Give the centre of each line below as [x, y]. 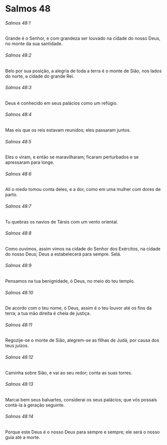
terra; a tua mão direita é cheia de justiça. [48, 313]
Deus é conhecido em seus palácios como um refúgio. [61, 103]
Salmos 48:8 [18, 233]
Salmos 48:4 [18, 115]
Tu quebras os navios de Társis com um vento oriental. [62, 221]
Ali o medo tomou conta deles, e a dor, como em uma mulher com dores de [83, 189]
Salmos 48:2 [18, 55]
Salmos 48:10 [19, 292]
